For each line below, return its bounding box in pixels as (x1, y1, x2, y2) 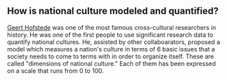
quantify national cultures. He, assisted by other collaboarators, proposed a (7, 37, 221, 46)
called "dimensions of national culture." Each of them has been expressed (7, 59, 216, 67)
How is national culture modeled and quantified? (7, 5, 219, 17)
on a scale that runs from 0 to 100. (7, 66, 104, 75)
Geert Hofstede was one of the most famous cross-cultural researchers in (7, 23, 216, 31)
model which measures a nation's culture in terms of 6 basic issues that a (7, 45, 215, 53)
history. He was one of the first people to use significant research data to (7, 31, 214, 39)
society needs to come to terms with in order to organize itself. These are (7, 52, 215, 60)
